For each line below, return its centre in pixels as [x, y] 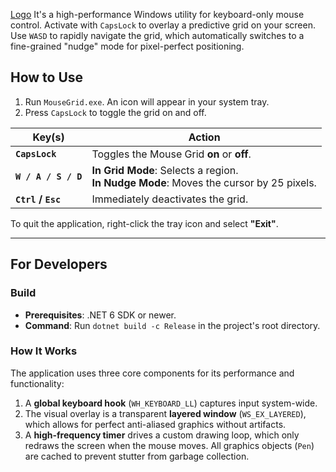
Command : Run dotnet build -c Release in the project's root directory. [172, 325]
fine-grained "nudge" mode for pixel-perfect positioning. [127, 46]
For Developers [59, 264]
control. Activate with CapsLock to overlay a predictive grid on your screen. [163, 25]
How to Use [47, 77]
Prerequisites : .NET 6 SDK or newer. [100, 315]
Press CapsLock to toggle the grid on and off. [115, 112]
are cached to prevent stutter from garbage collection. [137, 456]
